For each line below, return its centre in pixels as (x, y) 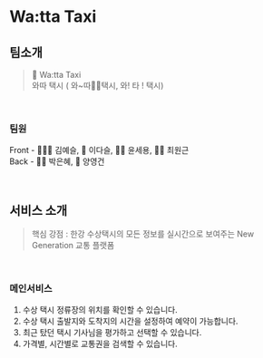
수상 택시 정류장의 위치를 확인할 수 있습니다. (100, 310)
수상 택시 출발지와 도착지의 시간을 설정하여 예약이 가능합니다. (130, 321)
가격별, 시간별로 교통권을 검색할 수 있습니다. (100, 344)
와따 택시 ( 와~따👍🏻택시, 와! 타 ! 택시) (97, 85)
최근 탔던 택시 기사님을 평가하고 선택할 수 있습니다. (112, 333)
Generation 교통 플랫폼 (73, 246)
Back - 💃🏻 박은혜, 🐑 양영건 (57, 161)
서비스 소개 (39, 210)
